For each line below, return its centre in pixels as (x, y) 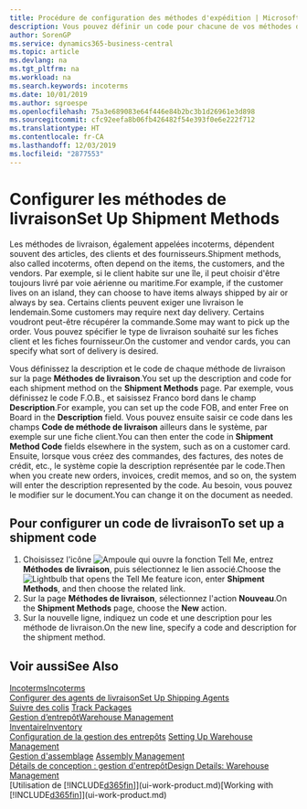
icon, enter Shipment (224, 579)
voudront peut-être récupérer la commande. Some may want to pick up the (150, 322)
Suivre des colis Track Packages (71, 708)
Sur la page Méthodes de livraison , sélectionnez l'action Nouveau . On (155, 599)
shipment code (53, 537)
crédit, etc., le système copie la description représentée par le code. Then (148, 465)
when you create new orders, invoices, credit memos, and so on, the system (153, 475)
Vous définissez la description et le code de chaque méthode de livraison (148, 368)
